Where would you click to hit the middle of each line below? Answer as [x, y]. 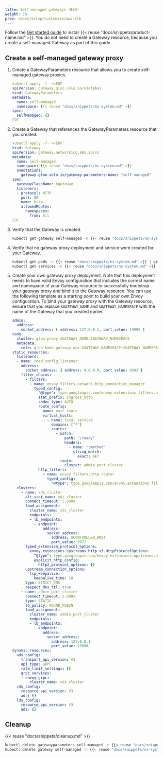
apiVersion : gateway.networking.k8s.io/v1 [56, 152]
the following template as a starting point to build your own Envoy [77, 296]
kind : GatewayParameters [37, 93]
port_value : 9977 [69, 542]
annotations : [30, 171]
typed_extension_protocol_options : [61, 547]
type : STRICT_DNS [43, 583]
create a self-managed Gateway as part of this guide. [58, 43]
